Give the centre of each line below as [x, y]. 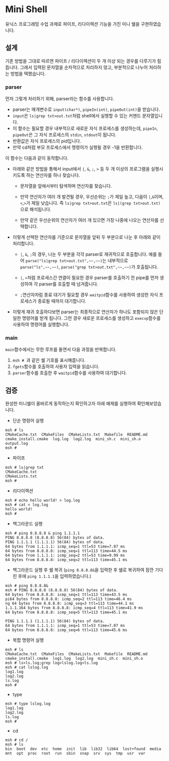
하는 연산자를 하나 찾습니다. [53, 175]
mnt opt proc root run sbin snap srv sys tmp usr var [75, 753]
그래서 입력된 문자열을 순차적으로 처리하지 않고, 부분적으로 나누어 [84, 67]
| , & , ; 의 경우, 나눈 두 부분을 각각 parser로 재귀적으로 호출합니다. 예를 [89, 255]
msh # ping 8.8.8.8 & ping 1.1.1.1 [43, 533]
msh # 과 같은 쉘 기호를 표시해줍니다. [49, 360]
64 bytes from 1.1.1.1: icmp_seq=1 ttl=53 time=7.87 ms [65, 547]
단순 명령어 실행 [28, 420]
